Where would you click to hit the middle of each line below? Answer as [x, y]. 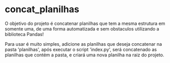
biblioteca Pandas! [24, 34]
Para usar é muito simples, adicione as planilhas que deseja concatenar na [83, 44]
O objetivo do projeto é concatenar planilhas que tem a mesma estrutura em [85, 23]
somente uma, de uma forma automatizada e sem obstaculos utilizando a [82, 28]
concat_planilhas [42, 9]
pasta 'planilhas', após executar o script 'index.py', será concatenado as [81, 49]
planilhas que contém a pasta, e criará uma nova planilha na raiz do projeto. [84, 55]
